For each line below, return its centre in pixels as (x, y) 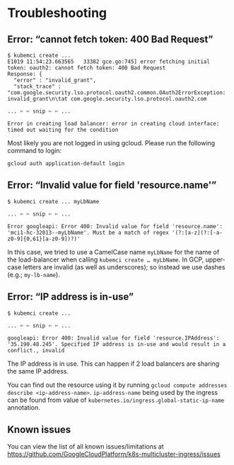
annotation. (24, 407)
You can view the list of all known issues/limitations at (86, 447)
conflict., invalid (36, 350)
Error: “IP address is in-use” (71, 297)
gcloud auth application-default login (66, 164)
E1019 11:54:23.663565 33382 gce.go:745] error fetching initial (109, 62)
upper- (215, 259)
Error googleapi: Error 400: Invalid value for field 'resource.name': (115, 226)
